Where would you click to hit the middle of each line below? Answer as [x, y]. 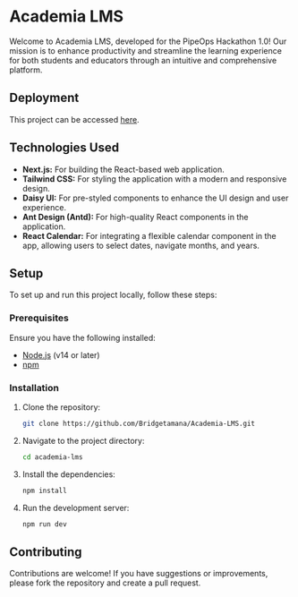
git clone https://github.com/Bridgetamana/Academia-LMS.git [139, 423]
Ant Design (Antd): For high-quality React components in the [135, 217]
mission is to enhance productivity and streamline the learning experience [145, 50]
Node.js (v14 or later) [61, 354]
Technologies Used [64, 148]
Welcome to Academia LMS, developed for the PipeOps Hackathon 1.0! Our [148, 41]
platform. [26, 70]
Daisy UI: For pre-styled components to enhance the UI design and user [155, 198]
